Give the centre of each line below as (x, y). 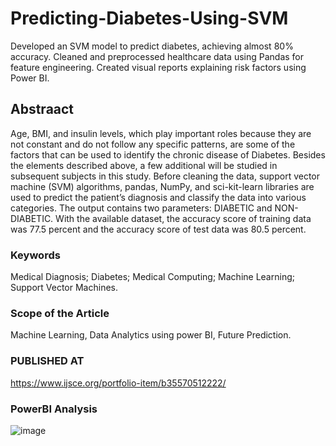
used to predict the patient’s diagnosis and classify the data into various (158, 197)
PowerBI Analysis (54, 409)
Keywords (35, 255)
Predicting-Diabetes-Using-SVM (149, 18)
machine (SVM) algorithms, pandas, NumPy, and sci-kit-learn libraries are (162, 186)
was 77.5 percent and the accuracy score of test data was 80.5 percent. (158, 229)
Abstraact (42, 109)
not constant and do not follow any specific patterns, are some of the (153, 144)
